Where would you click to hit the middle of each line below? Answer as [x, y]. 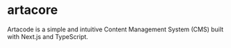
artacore [32, 10]
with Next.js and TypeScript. [48, 36]
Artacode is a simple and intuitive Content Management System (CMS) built [115, 29]
